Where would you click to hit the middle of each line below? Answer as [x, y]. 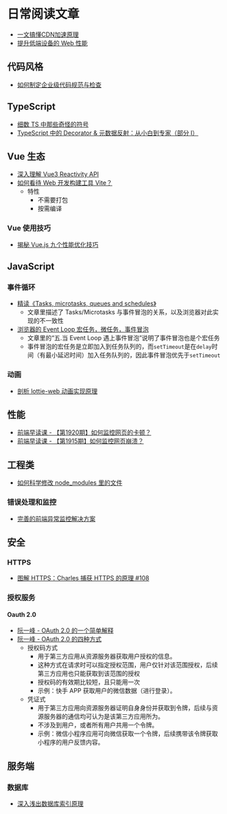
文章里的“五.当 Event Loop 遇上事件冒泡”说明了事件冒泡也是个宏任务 [124, 338]
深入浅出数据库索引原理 [50, 804]
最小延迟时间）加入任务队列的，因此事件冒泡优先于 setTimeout [133, 355]
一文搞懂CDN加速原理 [48, 34]
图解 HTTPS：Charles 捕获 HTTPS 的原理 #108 [83, 578]
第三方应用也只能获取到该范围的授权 [89, 674]
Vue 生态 [26, 156]
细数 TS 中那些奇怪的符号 [53, 124]
